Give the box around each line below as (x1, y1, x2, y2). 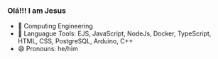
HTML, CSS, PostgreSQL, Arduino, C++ (17, 37, 133, 45)
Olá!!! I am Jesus (7, 6, 66, 16)
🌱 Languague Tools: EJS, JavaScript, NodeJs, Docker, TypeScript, (17, 29, 212, 38)
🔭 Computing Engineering (17, 22, 94, 31)
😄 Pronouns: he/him (17, 45, 78, 53)
